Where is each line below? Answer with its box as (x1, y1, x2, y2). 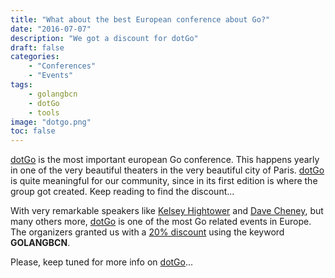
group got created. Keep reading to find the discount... (10, 186, 235, 198)
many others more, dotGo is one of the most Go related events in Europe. (10, 216, 312, 228)
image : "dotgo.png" (10, 117, 92, 127)
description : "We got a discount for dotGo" (10, 33, 199, 43)
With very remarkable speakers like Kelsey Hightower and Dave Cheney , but (10, 205, 324, 217)
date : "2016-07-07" (10, 24, 92, 34)
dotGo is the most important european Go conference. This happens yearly (10, 154, 320, 166)
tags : (10, 80, 33, 90)
